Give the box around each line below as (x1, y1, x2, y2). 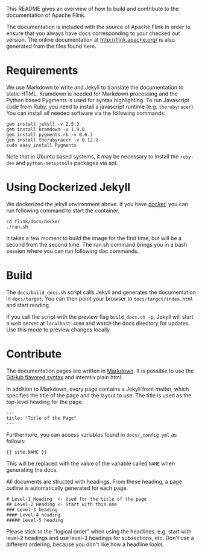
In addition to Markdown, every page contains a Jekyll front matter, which (6, 385, 189, 393)
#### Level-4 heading (6, 512, 61, 518)
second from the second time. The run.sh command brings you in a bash (6, 241, 188, 248)
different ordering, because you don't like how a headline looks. (6, 541, 165, 548)
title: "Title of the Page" (6, 415, 77, 421)
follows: (6, 437, 26, 445)
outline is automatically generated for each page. (6, 484, 128, 492)
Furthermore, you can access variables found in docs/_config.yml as (6, 431, 177, 438)
